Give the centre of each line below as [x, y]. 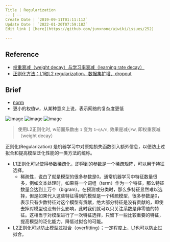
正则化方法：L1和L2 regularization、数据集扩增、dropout [72, 73]
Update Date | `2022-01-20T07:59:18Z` [46, 24]
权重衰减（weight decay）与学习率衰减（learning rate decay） [78, 67]
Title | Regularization [31, 10]
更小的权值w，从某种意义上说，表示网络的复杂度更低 [68, 108]
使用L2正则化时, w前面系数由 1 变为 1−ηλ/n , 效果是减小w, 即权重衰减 [89, 129]
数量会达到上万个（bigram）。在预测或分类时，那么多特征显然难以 [89, 189]
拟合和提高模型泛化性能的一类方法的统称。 [50, 153]
